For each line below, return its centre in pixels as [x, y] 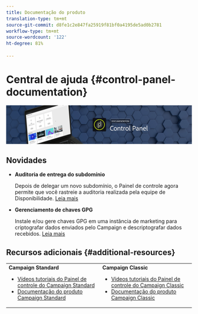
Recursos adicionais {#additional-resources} [91, 252]
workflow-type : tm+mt [33, 31]
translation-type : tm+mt [37, 19]
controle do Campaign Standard [56, 285]
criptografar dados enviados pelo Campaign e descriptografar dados [98, 227]
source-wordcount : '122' [37, 37]
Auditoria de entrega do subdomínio [60, 174]
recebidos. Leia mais [40, 234]
